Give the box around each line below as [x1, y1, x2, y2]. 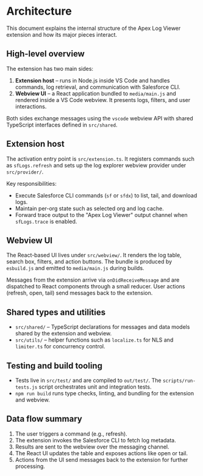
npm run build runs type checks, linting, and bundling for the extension [15, 390, 194, 397]
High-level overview [6, 49, 85, 59]
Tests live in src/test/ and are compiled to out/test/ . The [15, 377, 162, 384]
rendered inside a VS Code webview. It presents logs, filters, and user [15, 96, 191, 103]
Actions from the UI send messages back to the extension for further [15, 456, 188, 463]
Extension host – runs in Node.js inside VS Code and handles [15, 76, 170, 84]
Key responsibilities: [6, 180, 57, 187]
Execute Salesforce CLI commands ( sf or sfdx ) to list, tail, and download [15, 191, 198, 199]
